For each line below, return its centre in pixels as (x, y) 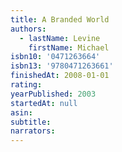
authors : (28, 29)
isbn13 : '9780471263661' (62, 66)
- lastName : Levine (60, 38)
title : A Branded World (60, 19)
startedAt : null (44, 103)
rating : (26, 85)
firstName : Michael (69, 47)
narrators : (33, 131)
